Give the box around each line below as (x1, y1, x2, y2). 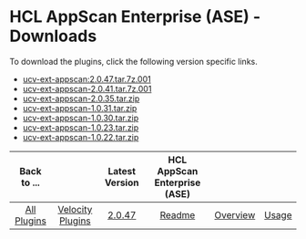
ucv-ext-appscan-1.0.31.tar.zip (22, 102, 138, 113)
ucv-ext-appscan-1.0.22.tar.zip (22, 131, 139, 142)
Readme (159, 208, 196, 221)
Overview (213, 208, 256, 221)
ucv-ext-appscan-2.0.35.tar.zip (22, 93, 140, 104)
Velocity (57, 203, 93, 215)
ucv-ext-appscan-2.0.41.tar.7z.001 (22, 83, 152, 94)
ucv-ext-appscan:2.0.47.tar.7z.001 (22, 73, 152, 84)
